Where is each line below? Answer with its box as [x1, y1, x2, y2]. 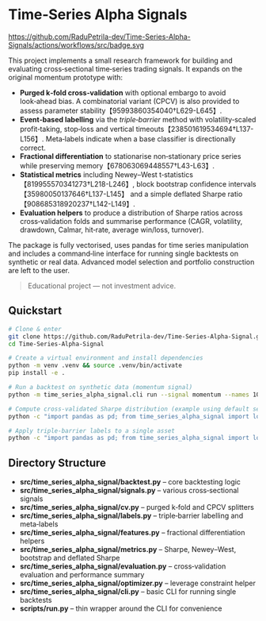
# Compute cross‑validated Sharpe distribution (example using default [8, 405, 249, 413]
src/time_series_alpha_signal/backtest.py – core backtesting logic [19, 477, 241, 487]
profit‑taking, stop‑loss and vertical [19, 124, 135, 133]
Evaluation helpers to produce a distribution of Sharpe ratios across [19, 208, 243, 218]
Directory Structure [8, 456, 107, 469]
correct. [19, 143, 46, 152]
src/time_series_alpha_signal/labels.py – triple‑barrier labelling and [19, 511, 244, 521]
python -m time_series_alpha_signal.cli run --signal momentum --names [8, 391, 249, 399]
